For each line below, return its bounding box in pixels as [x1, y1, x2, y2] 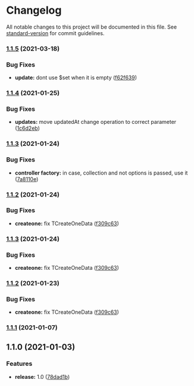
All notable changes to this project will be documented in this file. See [6, 23, 177, 30]
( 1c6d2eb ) [14, 124, 40, 132]
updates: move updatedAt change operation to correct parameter [14, 119, 177, 126]
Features [6, 360, 33, 368]
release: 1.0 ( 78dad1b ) [14, 373, 70, 380]
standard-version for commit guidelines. [6, 29, 105, 36]
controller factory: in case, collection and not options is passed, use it [14, 169, 188, 176]
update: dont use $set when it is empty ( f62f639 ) [14, 74, 137, 81]
